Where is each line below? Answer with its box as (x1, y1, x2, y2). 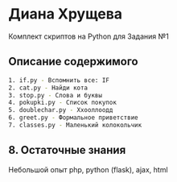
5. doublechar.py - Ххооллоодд (8, 106, 113, 114)
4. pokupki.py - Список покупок (8, 98, 117, 107)
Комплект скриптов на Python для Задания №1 (8, 31, 169, 41)
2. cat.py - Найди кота (8, 84, 88, 92)
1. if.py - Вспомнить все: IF (8, 76, 110, 85)
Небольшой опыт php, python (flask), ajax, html (8, 164, 168, 174)
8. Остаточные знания (8, 143, 126, 157)
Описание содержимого (8, 55, 138, 68)
